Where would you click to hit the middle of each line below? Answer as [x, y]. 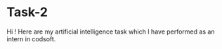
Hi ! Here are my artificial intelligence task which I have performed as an [111, 31]
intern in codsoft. [31, 38]
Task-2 [27, 12]
